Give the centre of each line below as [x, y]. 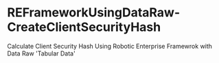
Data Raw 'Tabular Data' [41, 53]
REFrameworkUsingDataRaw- [94, 13]
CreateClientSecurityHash [84, 27]
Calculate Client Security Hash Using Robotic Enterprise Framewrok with [110, 46]
